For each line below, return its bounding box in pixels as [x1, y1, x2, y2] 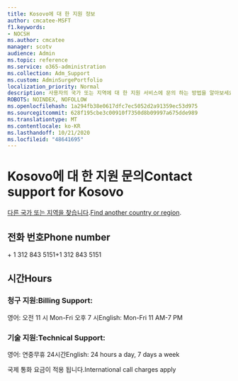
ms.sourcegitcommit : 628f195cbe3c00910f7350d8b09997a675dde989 [7, 109, 198, 116]
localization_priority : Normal [7, 83, 100, 90]
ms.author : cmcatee [7, 37, 65, 44]
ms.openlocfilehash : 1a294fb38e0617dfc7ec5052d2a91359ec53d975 [7, 103, 198, 110]
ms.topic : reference [7, 57, 69, 64]
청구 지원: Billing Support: [7, 296, 93, 306]
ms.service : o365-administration [7, 63, 106, 70]
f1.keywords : [7, 23, 46, 31]
